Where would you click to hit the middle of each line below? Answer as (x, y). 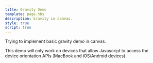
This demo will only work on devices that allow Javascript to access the (77, 51)
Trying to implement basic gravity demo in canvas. (56, 41)
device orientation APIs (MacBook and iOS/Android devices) (65, 56)
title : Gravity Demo (26, 9)
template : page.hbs (25, 14)
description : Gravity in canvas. (39, 18)
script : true (18, 28)
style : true (17, 23)
